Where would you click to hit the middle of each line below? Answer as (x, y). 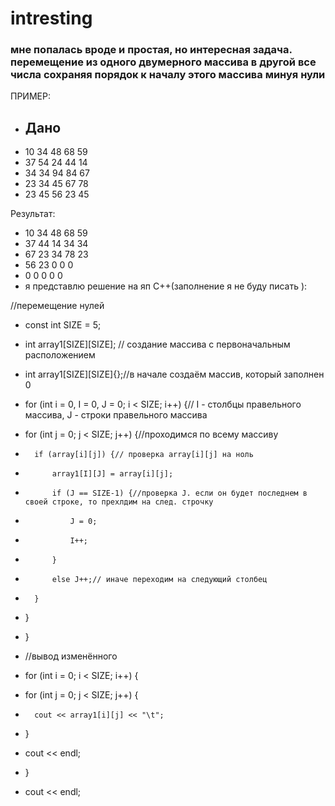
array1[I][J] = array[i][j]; (112, 474)
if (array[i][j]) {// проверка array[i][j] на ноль (144, 455)
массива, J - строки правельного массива (116, 415)
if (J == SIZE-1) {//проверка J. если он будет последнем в (179, 493)
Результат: (33, 214)
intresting (51, 18)
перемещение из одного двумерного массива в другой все (163, 62)
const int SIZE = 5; (63, 325)
